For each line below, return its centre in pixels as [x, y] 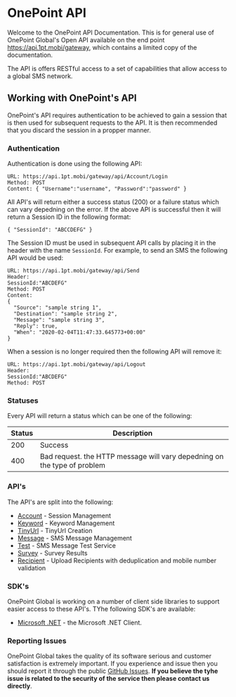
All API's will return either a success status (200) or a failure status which [113, 202]
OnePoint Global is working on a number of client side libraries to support [113, 601]
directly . [20, 686]
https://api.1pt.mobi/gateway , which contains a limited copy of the [102, 47]
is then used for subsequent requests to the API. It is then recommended [112, 123]
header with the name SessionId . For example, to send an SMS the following [118, 251]
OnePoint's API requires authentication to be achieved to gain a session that [117, 115]
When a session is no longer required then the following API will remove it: [115, 352]
